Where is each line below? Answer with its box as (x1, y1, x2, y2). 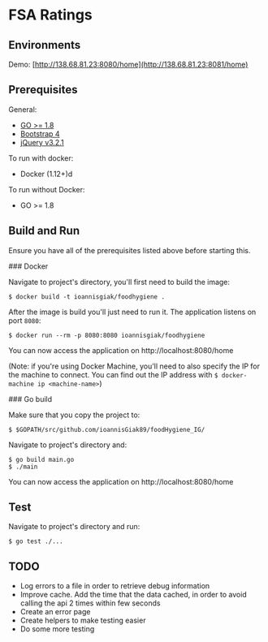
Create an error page (19, 607, 91, 617)
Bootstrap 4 (19, 128, 60, 139)
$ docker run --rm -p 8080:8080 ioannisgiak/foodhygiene (8, 331, 205, 339)
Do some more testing (19, 624, 95, 634)
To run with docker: (8, 153, 74, 163)
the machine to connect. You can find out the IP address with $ (8, 369, 218, 379)
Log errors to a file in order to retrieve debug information (19, 581, 210, 591)
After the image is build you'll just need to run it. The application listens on (8, 307, 257, 317)
